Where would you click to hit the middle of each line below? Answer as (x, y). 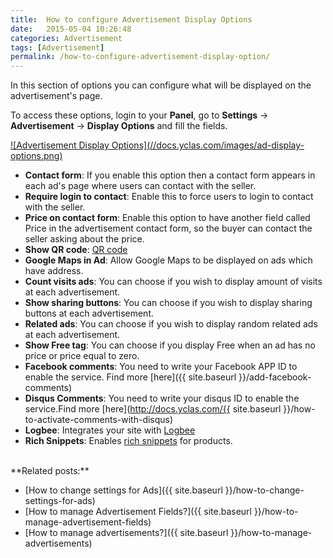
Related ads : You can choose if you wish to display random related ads (171, 324)
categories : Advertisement (66, 38)
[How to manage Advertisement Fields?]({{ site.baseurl (138, 512)
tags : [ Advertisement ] (57, 47)
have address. (54, 271)
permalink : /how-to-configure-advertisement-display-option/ (140, 57)
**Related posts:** (50, 471)
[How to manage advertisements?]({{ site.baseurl (126, 533)
